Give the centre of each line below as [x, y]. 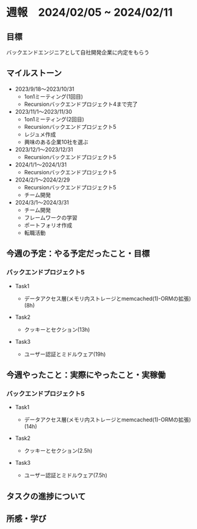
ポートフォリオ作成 [48, 225]
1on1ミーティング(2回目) [54, 119]
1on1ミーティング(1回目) [54, 96]
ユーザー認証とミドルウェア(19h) [65, 354]
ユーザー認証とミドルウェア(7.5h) [66, 475]
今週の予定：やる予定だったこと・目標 [78, 254]
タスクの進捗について [46, 496]
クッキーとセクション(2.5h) [58, 451]
